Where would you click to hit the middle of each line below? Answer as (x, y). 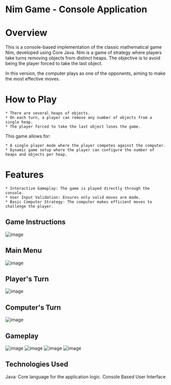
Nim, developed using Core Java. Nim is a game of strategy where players (84, 53)
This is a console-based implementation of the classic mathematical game (84, 47)
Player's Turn (27, 279)
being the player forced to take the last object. (54, 64)
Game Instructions (36, 222)
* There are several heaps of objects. (48, 113)
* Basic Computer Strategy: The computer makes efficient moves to (79, 202)
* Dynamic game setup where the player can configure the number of (80, 150)
